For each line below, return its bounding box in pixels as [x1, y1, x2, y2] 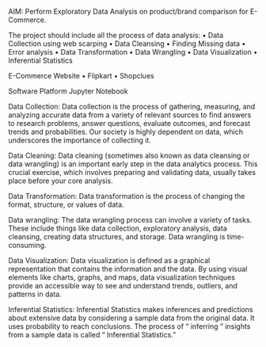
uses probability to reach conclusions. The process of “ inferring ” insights [8, 322, 251, 331]
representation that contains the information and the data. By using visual [8, 265, 248, 273]
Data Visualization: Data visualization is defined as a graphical [8, 256, 211, 265]
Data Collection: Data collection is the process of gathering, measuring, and [8, 102, 256, 111]
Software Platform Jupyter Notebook [8, 86, 128, 96]
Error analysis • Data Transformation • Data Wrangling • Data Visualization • [8, 48, 258, 56]
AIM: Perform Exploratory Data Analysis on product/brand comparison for [8, 7, 249, 16]
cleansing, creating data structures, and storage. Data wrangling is [8, 232, 226, 241]
